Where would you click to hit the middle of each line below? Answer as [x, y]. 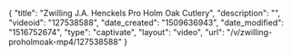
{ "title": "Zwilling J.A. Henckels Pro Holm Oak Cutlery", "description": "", [145, 13]
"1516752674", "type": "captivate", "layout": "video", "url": [116, 32]
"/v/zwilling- [249, 32]
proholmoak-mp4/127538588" [65, 42]
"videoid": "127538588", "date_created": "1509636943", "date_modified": [146, 23]
